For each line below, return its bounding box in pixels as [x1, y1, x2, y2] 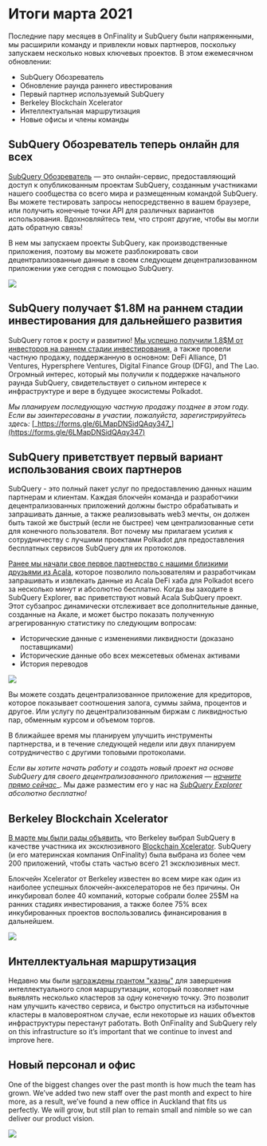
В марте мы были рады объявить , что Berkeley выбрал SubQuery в [8, 833, 236, 843]
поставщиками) [19, 643, 74, 652]
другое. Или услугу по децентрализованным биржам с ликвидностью [8, 706, 248, 716]
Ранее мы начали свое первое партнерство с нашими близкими [8, 559, 229, 568]
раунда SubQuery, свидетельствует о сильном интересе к [8, 377, 207, 388]
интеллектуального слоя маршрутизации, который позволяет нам [8, 985, 234, 993]
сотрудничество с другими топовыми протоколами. [8, 748, 187, 758]
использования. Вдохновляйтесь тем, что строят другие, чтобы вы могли [8, 213, 259, 224]
